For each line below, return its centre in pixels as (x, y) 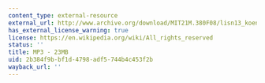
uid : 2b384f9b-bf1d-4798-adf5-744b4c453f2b (81, 60)
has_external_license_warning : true (68, 30)
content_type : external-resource (63, 15)
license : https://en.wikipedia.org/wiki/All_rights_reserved (111, 38)
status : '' (26, 45)
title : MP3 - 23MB (38, 52)
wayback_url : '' (35, 67)
